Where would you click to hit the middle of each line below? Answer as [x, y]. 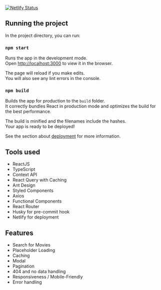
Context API [25, 174]
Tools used [23, 152]
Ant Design [24, 185]
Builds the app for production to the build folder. [55, 101]
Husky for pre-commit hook [41, 212]
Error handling [27, 282]
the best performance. [28, 111]
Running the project [37, 23]
